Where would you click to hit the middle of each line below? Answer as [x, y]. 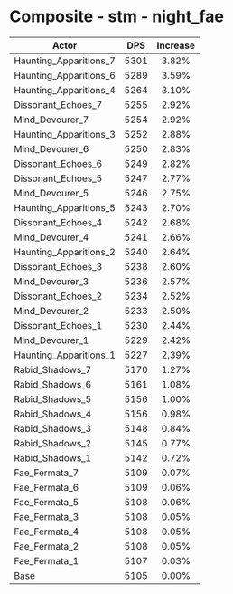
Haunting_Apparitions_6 [65, 75]
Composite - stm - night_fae [116, 17]
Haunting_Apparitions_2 [65, 252]
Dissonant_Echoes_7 [58, 104]
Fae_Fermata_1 [47, 560]
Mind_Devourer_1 [51, 340]
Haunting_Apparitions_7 [65, 61]
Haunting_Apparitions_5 [65, 207]
